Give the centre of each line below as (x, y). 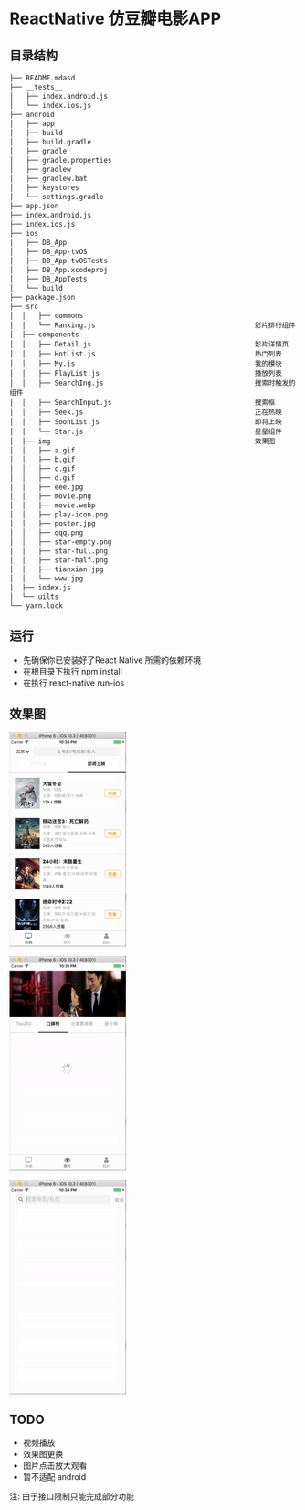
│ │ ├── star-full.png (58, 551)
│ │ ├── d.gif (42, 478)
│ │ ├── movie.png (51, 496)
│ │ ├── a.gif (42, 451)
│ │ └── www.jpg (47, 579)
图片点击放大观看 (55, 1466)
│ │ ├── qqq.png (47, 533)
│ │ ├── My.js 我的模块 (146, 364)
